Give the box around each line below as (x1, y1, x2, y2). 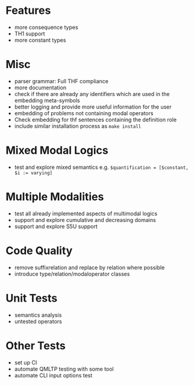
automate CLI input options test (14, 372, 93, 379)
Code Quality (5, 244, 73, 257)
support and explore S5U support (14, 223, 98, 230)
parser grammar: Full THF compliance (14, 77, 109, 84)
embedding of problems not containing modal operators (14, 109, 154, 116)
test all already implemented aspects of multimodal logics (14, 209, 158, 217)
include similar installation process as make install (14, 122, 142, 130)
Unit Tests (5, 291, 58, 305)
